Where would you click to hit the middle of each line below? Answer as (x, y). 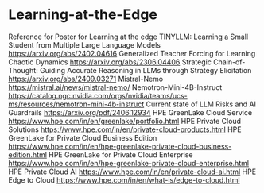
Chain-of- (229, 62)
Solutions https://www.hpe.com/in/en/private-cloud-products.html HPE (125, 129)
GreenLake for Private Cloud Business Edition (83, 137)
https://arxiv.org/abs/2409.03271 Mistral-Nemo (86, 79)
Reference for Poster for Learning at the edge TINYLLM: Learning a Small (128, 37)
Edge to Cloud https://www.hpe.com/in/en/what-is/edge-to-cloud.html (124, 179)
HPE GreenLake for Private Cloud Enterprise (121, 154)
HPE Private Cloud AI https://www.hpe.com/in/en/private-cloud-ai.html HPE (132, 172)
